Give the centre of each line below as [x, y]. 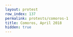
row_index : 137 [20, 14]
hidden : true [18, 27]
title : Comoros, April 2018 [34, 23]
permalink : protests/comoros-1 [37, 18]
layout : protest [21, 9]
